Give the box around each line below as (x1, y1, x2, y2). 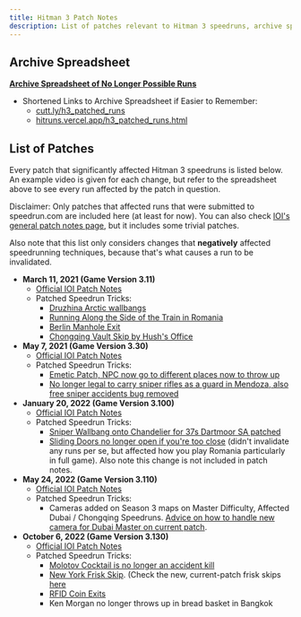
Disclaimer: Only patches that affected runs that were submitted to (9, 201, 255, 212)
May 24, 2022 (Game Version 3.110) (21, 474, 159, 485)
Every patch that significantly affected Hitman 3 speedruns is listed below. (9, 165, 284, 176)
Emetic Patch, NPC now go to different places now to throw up (48, 369, 280, 380)
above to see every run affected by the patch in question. (9, 184, 221, 195)
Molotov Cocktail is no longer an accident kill (48, 560, 215, 570)
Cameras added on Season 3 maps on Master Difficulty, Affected (48, 503, 289, 514)
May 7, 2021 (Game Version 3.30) (21, 341, 149, 352)
